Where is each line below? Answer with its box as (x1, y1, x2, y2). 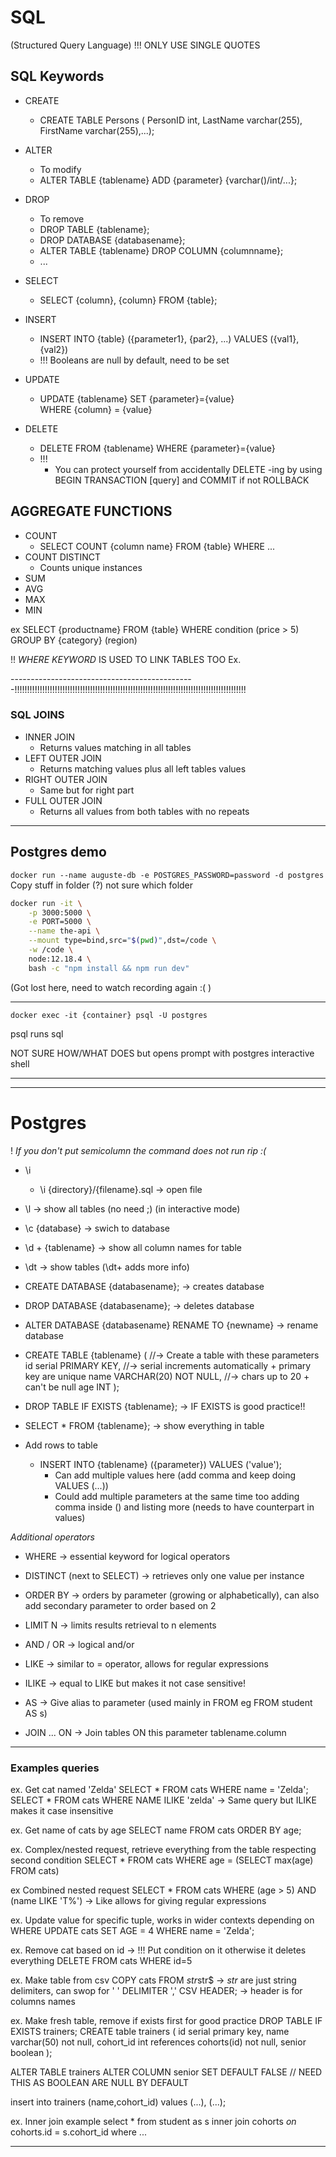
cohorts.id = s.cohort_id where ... (10, 2126, 147, 2138)
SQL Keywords (10, 68, 105, 85)
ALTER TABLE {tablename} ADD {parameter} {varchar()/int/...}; (39, 174, 298, 186)
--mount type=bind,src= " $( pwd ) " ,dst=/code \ (28, 936, 217, 946)
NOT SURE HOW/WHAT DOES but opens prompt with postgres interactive (10, 1047, 315, 1059)
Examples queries (10, 1761, 100, 1775)
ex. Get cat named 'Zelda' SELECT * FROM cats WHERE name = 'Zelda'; (10, 1783, 309, 1795)
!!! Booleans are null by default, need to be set (39, 354, 230, 366)
